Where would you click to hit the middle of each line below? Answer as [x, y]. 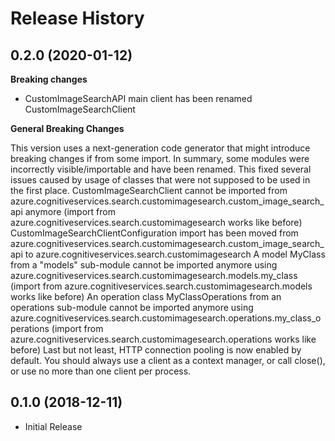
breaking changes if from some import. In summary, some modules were [160, 158]
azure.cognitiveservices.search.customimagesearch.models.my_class [154, 275]
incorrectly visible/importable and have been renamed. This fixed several [161, 169]
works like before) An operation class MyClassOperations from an [146, 296]
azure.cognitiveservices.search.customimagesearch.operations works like [163, 339]
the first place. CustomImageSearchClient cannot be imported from [149, 190]
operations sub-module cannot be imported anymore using [132, 307]
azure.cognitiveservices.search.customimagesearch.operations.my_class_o [166, 318]
